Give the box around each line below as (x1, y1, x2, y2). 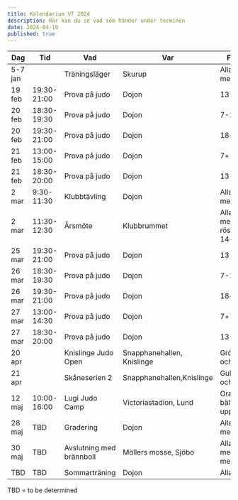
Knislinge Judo (64, 348, 114, 358)
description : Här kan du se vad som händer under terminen (7, 17, 186, 24)
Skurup (123, 69, 147, 79)
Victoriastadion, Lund (123, 398, 194, 408)
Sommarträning (64, 468, 116, 478)
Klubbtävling (64, 192, 106, 202)
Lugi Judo (64, 393, 98, 403)
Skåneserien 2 (64, 373, 113, 383)
